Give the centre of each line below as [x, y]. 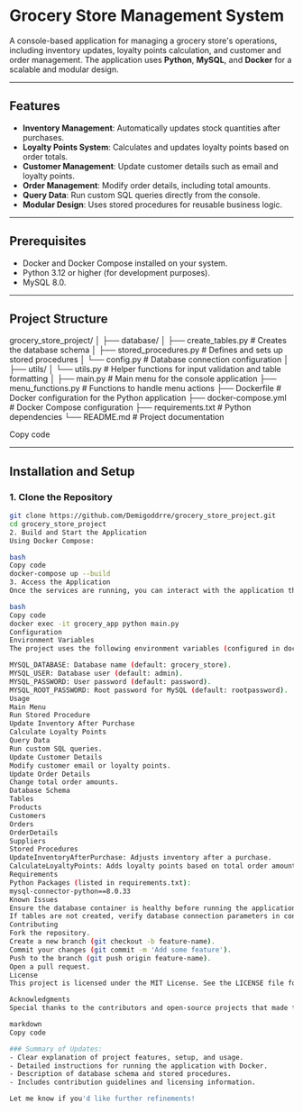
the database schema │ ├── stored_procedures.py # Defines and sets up [147, 350]
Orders [22, 824]
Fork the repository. [50, 934]
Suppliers [28, 841]
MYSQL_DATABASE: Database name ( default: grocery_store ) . [120, 665]
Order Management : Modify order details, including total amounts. [146, 185]
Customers [28, 816]
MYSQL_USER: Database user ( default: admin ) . [96, 674]
